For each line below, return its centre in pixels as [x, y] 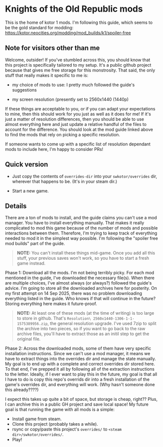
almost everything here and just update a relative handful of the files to [76, 124]
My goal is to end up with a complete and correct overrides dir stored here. [80, 364]
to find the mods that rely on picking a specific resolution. [63, 134]
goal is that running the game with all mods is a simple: [60, 410]
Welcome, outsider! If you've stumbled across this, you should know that [78, 60]
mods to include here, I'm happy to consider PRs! [54, 149]
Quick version [27, 165]
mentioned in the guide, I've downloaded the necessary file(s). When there [80, 278]
